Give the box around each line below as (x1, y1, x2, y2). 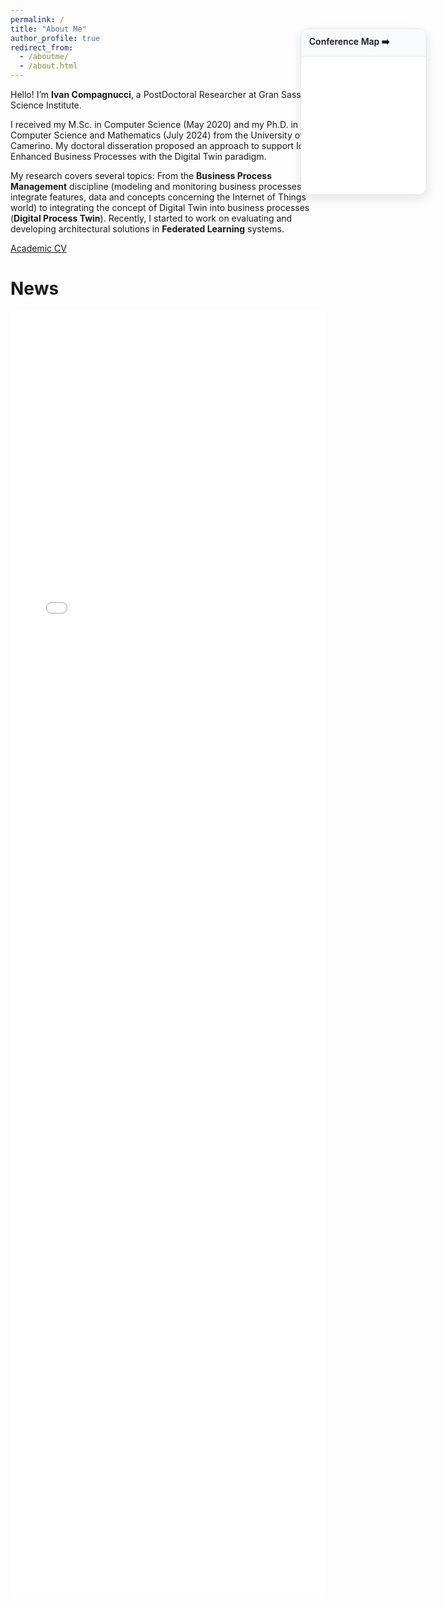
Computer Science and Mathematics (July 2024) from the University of (10, 129, 304, 141)
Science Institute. (10, 99, 82, 111)
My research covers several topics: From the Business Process (10, 170, 273, 181)
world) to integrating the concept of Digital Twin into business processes (10, 202, 310, 213)
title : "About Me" (10, 24, 87, 34)
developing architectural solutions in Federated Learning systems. (10, 223, 285, 235)
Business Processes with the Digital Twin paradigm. (53, 151, 267, 162)
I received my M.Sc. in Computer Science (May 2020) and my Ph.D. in (10, 119, 299, 130)
